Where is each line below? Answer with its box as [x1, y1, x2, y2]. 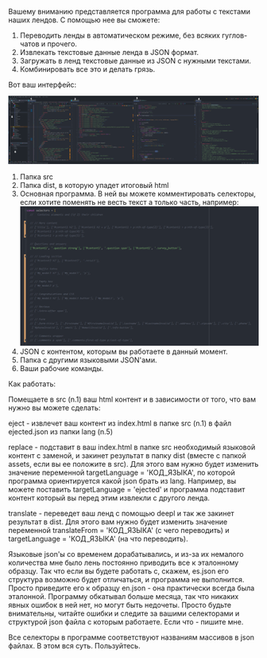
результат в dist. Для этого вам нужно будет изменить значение [8, 517, 228, 527]
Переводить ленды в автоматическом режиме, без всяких [19, 31, 221, 40]
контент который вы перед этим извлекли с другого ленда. [8, 493, 211, 503]
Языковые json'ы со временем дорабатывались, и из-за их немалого [8, 550, 244, 559]
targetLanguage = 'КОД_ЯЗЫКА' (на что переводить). [8, 534, 188, 544]
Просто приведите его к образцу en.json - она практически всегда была [8, 583, 255, 593]
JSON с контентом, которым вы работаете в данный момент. [19, 347, 228, 357]
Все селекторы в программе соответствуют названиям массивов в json [8, 633, 255, 642]
